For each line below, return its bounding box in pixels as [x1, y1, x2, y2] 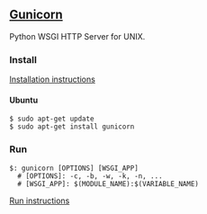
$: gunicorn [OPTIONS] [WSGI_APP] [9, 164, 139, 173]
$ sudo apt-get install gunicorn [9, 122, 135, 131]
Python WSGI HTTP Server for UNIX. [9, 31, 146, 41]
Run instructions [9, 195, 70, 206]
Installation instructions [9, 74, 96, 85]
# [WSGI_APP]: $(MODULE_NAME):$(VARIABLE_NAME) [17, 179, 200, 188]
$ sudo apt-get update [9, 114, 94, 124]
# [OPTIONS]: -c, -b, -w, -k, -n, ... [17, 171, 164, 181]
